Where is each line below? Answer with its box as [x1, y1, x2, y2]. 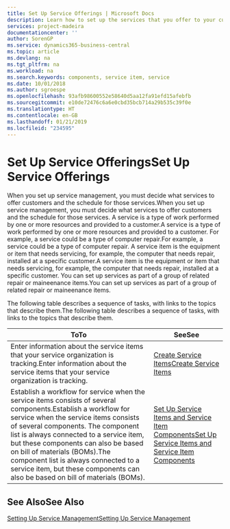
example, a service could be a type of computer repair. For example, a [7, 235, 203, 243]
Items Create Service [153, 359, 220, 369]
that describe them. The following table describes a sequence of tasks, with [7, 306, 220, 315]
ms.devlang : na [7, 55, 51, 62]
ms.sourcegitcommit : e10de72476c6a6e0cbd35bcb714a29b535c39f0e [7, 99, 192, 106]
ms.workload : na [7, 67, 53, 74]
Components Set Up [153, 430, 217, 439]
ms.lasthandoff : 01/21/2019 [7, 118, 88, 125]
